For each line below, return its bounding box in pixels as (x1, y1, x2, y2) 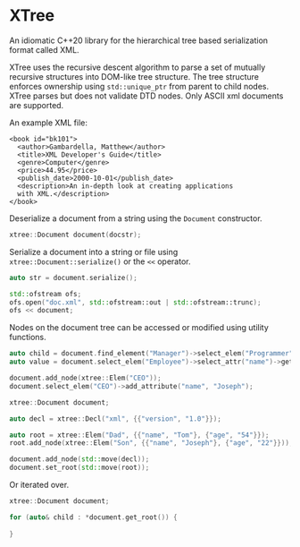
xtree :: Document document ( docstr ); (9, 230, 142, 239)
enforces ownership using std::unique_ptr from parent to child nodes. (9, 81, 270, 91)
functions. (9, 332, 46, 343)
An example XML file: (9, 117, 87, 128)
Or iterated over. (9, 480, 70, 491)
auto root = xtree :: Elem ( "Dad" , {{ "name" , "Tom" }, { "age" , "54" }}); (9, 431, 270, 440)
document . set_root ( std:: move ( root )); (9, 463, 150, 473)
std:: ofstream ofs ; (9, 289, 82, 298)
